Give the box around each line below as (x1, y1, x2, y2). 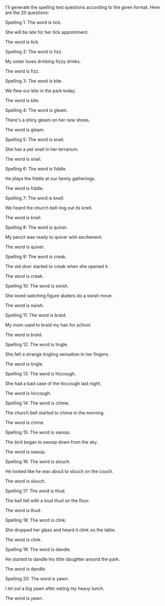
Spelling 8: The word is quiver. (5, 224, 68, 230)
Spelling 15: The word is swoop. (5, 429, 71, 435)
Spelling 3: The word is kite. (5, 78, 63, 84)
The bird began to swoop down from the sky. (5, 439, 98, 445)
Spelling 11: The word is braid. (5, 312, 67, 318)
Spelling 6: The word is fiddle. (5, 166, 67, 172)
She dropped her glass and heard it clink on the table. (5, 527, 116, 533)
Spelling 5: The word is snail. (5, 137, 65, 143)
